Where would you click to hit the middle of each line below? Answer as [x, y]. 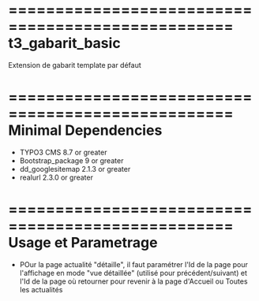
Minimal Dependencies [85, 130]
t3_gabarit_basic [64, 43]
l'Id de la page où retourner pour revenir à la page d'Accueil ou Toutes [133, 281]
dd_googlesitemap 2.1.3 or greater [75, 169]
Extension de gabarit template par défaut [75, 65]
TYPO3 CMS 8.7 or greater [63, 152]
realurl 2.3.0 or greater [56, 177]
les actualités [41, 289]
